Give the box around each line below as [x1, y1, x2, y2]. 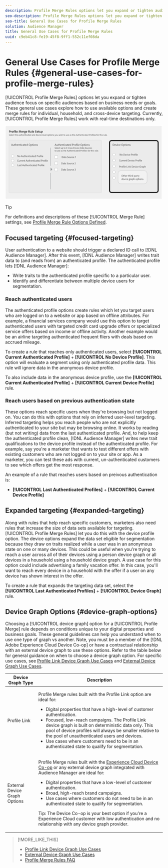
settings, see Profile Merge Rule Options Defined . [5, 219, 107, 225]
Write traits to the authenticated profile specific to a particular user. [12, 272, 151, 278]
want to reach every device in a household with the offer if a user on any [5, 567, 155, 573]
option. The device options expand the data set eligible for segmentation [5, 535, 155, 541]
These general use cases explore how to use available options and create [5, 105, 156, 111]
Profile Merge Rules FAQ [24, 856, 75, 862]
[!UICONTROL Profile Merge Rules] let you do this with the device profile [5, 530, 154, 536]
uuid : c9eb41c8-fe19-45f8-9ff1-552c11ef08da [5, 34, 99, 39]
